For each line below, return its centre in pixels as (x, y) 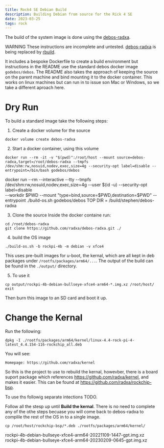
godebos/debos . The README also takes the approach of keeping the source (82, 72)
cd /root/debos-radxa (27, 224)
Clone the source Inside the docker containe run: (61, 215)
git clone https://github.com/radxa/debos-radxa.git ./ (63, 229)
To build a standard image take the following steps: (57, 121)
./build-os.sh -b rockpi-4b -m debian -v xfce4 (55, 247)
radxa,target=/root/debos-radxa (38, 162)
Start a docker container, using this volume (55, 149)
